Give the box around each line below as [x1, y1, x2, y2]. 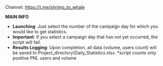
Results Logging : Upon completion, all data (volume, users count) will [12, 45, 156, 50]
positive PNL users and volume [12, 55, 76, 61]
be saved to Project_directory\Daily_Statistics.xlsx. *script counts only [12, 50, 156, 56]
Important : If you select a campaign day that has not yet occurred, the [12, 34, 158, 40]
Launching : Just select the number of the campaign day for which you [12, 23, 158, 29]
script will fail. [12, 39, 41, 45]
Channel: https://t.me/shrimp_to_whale [5, 4, 85, 10]
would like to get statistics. [12, 29, 67, 34]
